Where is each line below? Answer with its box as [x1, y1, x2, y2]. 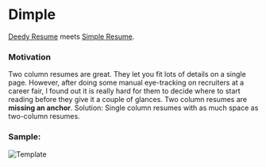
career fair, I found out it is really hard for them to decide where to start [8, 86, 241, 96]
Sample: [8, 131, 41, 142]
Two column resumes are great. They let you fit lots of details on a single [8, 70, 246, 79]
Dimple [8, 6, 56, 24]
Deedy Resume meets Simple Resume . [8, 32, 135, 41]
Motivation [8, 51, 52, 63]
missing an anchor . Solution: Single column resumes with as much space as [8, 103, 259, 112]
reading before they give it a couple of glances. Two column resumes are [8, 95, 248, 104]
